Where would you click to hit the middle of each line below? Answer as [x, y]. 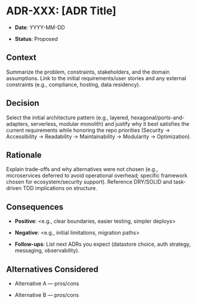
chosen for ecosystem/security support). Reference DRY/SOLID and [89, 182]
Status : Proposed [36, 39]
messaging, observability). [47, 251]
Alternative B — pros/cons [47, 295]
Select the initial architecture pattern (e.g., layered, [68, 118]
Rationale [24, 155]
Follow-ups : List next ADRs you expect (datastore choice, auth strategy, [103, 244]
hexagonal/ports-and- [158, 118]
